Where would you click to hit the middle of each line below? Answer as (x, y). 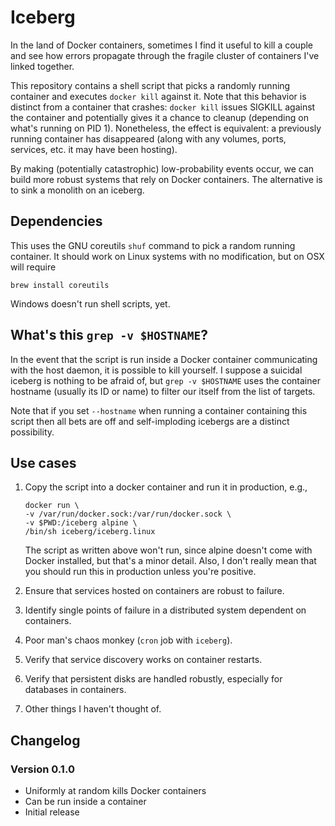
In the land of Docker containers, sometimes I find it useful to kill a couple (162, 45)
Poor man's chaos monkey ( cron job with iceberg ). (128, 640)
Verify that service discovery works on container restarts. (143, 660)
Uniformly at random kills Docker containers (115, 791)
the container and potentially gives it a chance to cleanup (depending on (159, 117)
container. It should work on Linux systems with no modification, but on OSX (167, 256)
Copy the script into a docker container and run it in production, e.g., (166, 487)
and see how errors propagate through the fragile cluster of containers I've (165, 55)
